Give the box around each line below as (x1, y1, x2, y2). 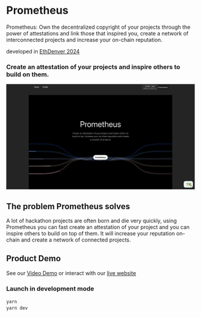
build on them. (6, 70, 49, 79)
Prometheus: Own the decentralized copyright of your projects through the (6, 23, 191, 31)
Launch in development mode (6, 284, 95, 292)
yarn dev (6, 305, 28, 312)
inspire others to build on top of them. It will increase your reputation (6, 230, 175, 237)
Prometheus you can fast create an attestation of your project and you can (6, 224, 190, 231)
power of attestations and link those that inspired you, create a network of (6, 29, 189, 37)
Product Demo (6, 253, 61, 264)
